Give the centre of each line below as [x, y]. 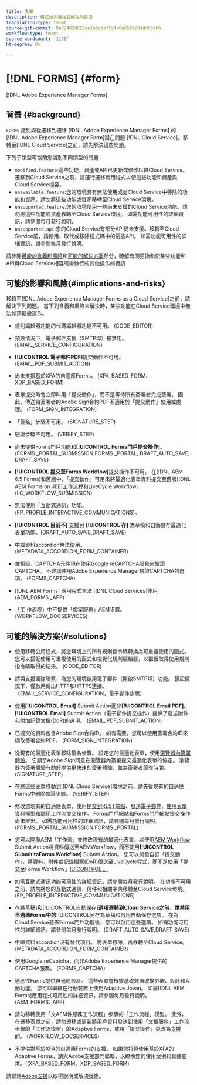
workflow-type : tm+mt [33, 34]
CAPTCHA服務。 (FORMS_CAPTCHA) [60, 969]
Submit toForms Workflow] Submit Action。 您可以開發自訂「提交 [95, 854]
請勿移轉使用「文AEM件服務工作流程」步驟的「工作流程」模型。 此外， [101, 1014]
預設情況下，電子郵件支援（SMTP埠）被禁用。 [71, 338]
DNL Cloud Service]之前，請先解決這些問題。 [74, 145]
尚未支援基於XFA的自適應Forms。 [55, 376]
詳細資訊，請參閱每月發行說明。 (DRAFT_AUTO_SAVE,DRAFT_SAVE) [107, 930]
